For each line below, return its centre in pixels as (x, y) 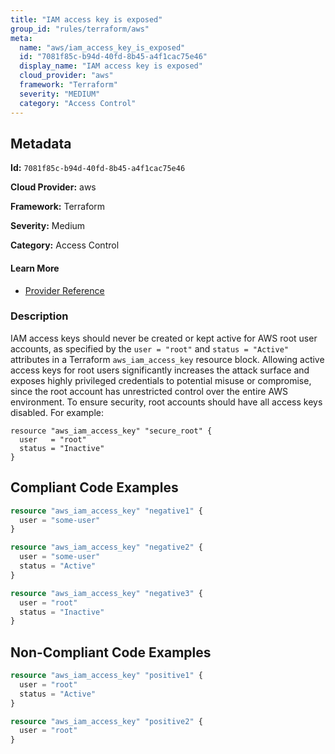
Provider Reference (64, 290)
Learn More (35, 268)
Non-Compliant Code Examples (111, 652)
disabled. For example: (57, 412)
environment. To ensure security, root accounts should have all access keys (166, 402)
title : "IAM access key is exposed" (86, 19)
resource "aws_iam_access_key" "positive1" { (106, 676)
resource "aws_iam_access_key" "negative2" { (106, 547)
